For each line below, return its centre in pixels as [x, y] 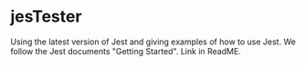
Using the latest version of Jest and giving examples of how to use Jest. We [153, 42]
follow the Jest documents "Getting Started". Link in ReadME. [126, 51]
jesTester [46, 17]
